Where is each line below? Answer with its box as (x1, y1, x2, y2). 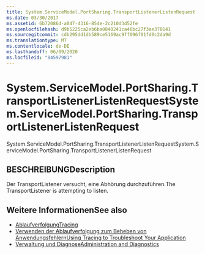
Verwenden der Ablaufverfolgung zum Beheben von (15, 228, 147, 235)
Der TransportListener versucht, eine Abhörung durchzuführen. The (6, 181, 176, 188)
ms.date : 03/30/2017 (6, 15, 59, 21)
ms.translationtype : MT (6, 37, 67, 43)
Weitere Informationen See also (6, 204, 127, 215)
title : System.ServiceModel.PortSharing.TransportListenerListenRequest (6, 9, 196, 15)
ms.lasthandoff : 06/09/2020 (6, 49, 78, 55)
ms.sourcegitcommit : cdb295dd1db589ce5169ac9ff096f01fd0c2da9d (6, 32, 171, 38)
